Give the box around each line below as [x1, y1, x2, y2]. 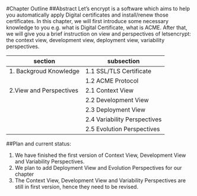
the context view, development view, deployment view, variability [6, 37, 165, 43]
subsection [107, 57, 140, 65]
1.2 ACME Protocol [85, 77, 139, 85]
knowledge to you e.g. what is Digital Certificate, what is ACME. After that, [6, 24, 188, 31]
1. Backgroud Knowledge [9, 67, 80, 75]
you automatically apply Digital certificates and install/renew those [6, 11, 169, 18]
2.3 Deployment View [85, 106, 145, 113]
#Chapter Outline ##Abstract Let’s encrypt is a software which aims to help [6, 5, 190, 12]
